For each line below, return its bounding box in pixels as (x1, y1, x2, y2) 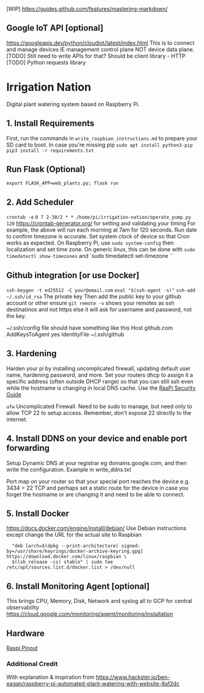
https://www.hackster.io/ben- (95, 673, 170, 681)
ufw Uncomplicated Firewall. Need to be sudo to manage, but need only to (6, 403, 192, 410)
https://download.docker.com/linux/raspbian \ (6, 554, 127, 560)
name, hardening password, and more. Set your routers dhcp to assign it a (6, 371, 194, 379)
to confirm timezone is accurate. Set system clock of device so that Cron (6, 233, 190, 240)
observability (6, 604, 40, 612)
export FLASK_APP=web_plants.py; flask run (6, 180, 119, 186)
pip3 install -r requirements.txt (6, 147, 95, 154)
